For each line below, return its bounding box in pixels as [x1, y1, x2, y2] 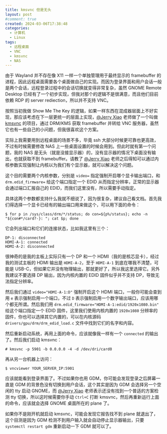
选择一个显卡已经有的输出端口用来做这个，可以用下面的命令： [13, 202, 140, 208]
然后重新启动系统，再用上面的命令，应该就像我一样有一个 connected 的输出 [5, 330, 159, 336]
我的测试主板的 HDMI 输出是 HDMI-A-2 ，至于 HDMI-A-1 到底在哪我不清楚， [5, 260, 155, 266]
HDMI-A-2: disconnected [5, 244, 55, 249]
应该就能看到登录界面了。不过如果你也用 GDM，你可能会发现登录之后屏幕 [5, 375, 157, 381]
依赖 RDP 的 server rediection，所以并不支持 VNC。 [5, 98, 111, 104]
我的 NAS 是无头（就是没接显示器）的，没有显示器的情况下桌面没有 [13, 150, 152, 156]
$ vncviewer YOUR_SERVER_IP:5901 [5, 366, 75, 371]
